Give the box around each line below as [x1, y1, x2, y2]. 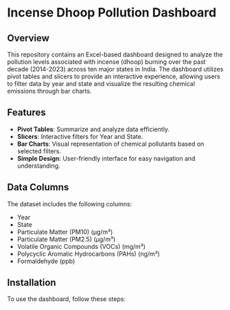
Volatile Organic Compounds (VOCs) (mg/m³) [16, 242, 146, 250]
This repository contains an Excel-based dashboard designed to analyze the [7, 50, 223, 58]
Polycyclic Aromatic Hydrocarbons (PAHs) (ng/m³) [16, 250, 160, 258]
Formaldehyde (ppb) [16, 256, 76, 265]
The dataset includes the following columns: [7, 199, 133, 208]
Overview [7, 32, 50, 44]
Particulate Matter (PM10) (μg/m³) [16, 228, 113, 236]
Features [7, 107, 46, 118]
